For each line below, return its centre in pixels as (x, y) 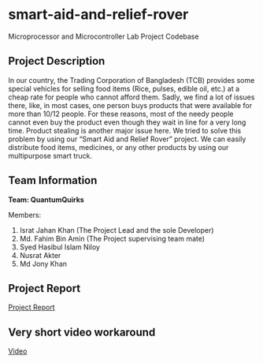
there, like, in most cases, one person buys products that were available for (130, 105)
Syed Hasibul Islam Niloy (60, 247)
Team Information (53, 180)
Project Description (57, 61)
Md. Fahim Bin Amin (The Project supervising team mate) (112, 238)
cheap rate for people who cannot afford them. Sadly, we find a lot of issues (131, 97)
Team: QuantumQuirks (46, 200)
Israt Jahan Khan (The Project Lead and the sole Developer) (117, 230)
